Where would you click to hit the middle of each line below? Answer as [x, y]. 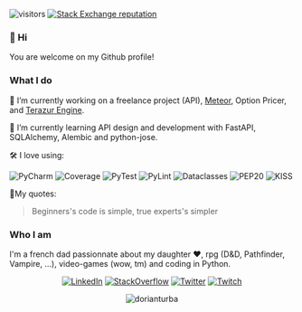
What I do [31, 80]
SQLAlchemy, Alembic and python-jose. [84, 137]
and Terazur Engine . [47, 109]
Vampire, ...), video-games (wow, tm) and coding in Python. [120, 263]
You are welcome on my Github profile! [82, 57]
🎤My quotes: [33, 194]
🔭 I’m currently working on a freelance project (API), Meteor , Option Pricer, [148, 100]
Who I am [30, 234]
